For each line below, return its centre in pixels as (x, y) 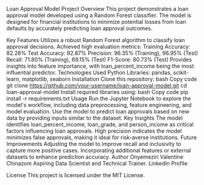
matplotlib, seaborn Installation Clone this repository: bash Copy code (110, 79)
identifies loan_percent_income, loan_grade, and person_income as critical (100, 124)
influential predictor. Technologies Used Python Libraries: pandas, (89, 72)
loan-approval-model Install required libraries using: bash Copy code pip (97, 92)
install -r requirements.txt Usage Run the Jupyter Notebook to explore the (99, 98)
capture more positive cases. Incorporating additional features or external (99, 150)
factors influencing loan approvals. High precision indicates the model (94, 131)
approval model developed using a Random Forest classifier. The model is (99, 15)
